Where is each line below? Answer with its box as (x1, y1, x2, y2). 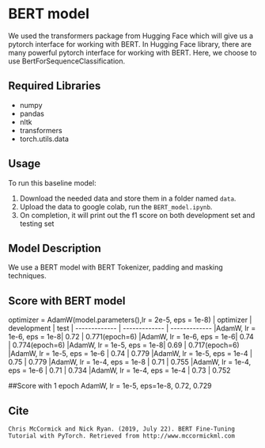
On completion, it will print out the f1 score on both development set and (19, 210, 256, 220)
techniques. (8, 271, 47, 281)
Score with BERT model (8, 294, 126, 308)
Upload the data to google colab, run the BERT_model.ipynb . (19, 201, 213, 211)
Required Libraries (8, 79, 101, 93)
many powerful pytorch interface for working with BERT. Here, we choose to (8, 48, 257, 57)
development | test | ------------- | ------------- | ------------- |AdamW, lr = (8, 324, 256, 333)
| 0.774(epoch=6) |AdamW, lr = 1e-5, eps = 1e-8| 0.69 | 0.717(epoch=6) (8, 340, 240, 350)
